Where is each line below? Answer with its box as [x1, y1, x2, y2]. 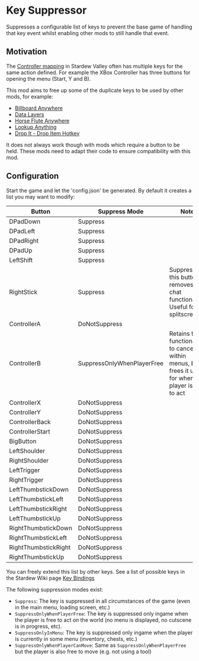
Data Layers [14, 110, 44, 118]
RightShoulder [9, 456, 49, 464]
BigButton [9, 437, 37, 445]
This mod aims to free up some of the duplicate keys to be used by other [6, 87, 184, 94]
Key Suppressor [6, 4, 87, 17]
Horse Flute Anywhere [14, 117, 70, 124]
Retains [169, 329, 190, 337]
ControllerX [9, 399, 41, 407]
